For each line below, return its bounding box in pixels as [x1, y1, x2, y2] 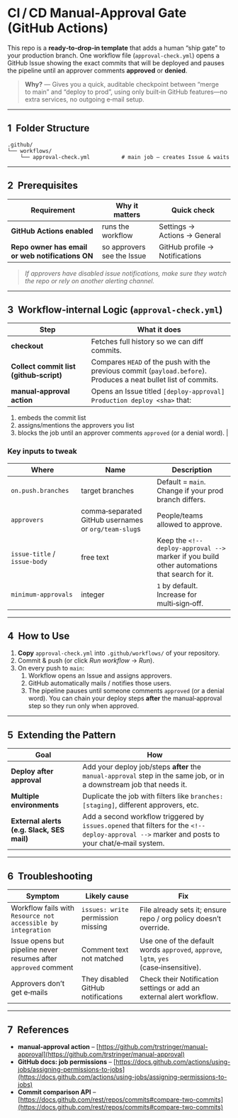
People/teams [157, 510, 203, 520]
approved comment [11, 962, 74, 972]
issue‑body [11, 558, 47, 565]
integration [11, 926, 52, 935]
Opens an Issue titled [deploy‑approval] [91, 386, 225, 396]
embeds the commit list [17, 413, 86, 422]
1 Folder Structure [7, 122, 90, 134]
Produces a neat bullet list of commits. [91, 375, 218, 385]
